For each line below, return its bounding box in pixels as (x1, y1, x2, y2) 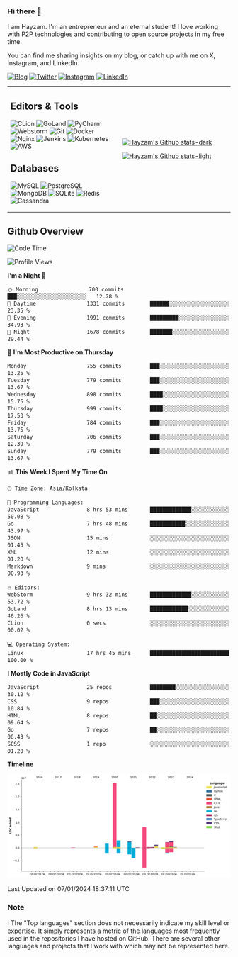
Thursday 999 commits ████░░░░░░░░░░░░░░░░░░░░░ (7, 405, 230, 412)
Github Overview (7, 225, 84, 237)
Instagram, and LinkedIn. (7, 59, 80, 67)
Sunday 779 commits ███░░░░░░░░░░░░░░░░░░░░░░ (7, 447, 230, 454)
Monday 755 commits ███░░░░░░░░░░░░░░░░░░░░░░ (7, 362, 230, 369)
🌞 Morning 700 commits (7, 286, 124, 293)
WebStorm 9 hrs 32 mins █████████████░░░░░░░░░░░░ (7, 591, 230, 598)
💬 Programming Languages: (7, 499, 84, 506)
